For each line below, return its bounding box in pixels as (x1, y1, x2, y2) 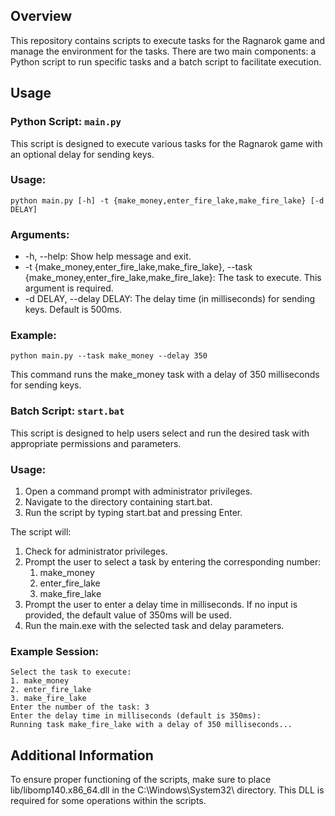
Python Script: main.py (10, 115, 122, 129)
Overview (10, 8, 73, 25)
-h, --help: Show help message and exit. (24, 250, 192, 263)
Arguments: (10, 227, 70, 241)
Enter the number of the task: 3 (10, 702, 150, 713)
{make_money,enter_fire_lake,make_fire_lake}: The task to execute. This (24, 272, 322, 284)
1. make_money (10, 676, 70, 686)
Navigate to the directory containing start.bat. (24, 495, 213, 508)
